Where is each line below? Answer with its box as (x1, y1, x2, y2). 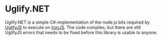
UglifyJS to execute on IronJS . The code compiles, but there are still (5, 24, 141, 30)
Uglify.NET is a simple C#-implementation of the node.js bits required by (5, 19, 150, 25)
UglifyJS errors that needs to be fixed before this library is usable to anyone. (5, 29, 158, 35)
